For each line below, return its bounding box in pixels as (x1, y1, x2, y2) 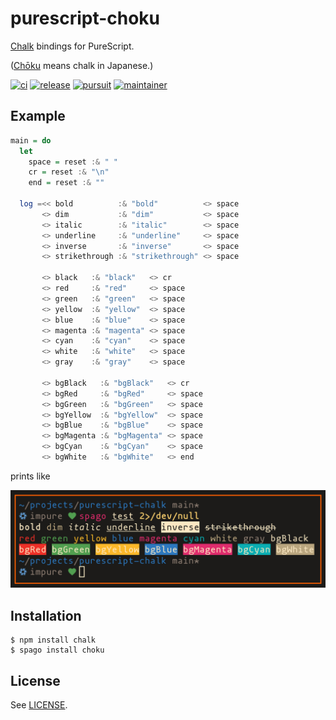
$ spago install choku (10, 645, 105, 656)
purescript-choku (10, 7, 161, 30)
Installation (10, 607, 82, 624)
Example (10, 108, 66, 125)
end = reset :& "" (28, 178, 105, 188)
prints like (10, 470, 51, 482)
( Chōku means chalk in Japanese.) (10, 59, 154, 71)
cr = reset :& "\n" (28, 167, 110, 177)
